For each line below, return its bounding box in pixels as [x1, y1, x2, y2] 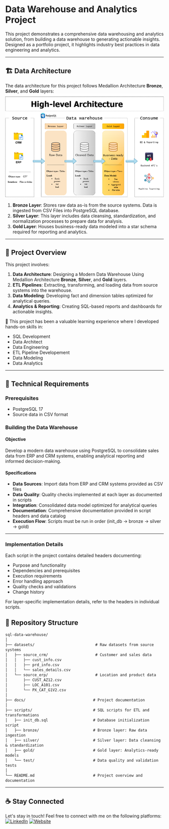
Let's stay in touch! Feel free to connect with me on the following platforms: [5, 813, 162, 819]
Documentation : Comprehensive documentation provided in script [12, 508, 151, 514]
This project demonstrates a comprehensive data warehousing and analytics [5, 31, 164, 37]
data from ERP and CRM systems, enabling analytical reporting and [5, 453, 144, 459]
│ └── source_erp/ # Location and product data [5, 673, 156, 678]
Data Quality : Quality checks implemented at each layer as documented [12, 492, 162, 498]
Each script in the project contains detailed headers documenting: [5, 552, 142, 559]
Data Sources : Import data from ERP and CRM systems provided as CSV [12, 481, 163, 487]
